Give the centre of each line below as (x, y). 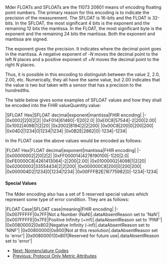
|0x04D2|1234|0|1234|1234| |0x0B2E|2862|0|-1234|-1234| (66, 131)
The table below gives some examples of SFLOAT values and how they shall (83, 100)
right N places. (20, 65)
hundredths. (18, 90)
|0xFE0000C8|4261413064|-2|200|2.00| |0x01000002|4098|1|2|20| (75, 161)
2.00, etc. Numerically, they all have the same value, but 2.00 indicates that (83, 80)
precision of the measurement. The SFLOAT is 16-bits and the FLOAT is (78, 18)
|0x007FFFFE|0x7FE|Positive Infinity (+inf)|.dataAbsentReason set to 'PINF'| (84, 220)
